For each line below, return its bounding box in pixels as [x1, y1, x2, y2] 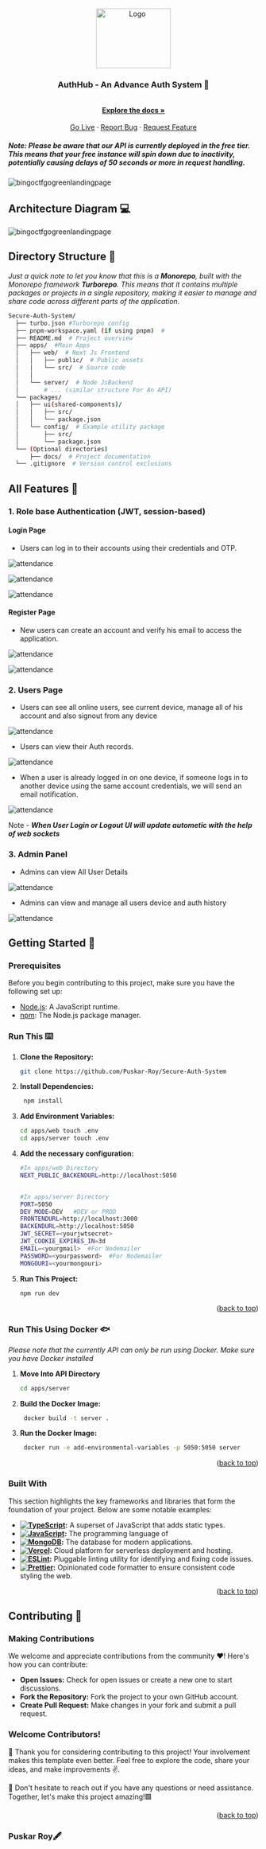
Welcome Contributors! [8, 1729, 101, 1740]
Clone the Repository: [19, 1051, 94, 1062]
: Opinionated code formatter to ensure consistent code [52, 1562, 236, 1572]
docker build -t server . [23, 1414, 110, 1422]
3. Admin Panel [8, 848, 67, 860]
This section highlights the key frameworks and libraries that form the [8, 1496, 236, 1506]
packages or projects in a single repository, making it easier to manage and [8, 287, 256, 298]
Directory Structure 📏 [8, 250, 117, 263]
